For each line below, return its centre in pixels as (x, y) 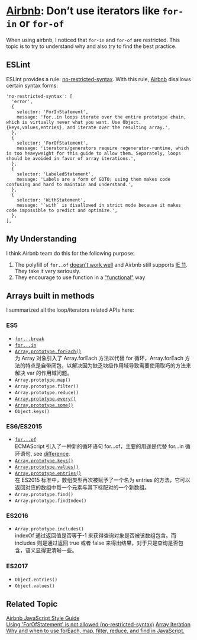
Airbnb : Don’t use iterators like (83, 11)
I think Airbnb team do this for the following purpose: (70, 253)
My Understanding (41, 239)
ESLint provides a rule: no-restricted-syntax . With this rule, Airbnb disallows (98, 79)
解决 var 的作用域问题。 (43, 373)
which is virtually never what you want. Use (63, 122)
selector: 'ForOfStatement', (53, 143)
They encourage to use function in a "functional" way (80, 277)
